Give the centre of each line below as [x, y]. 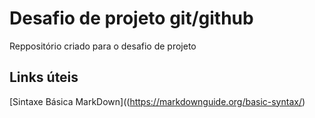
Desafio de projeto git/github [131, 18]
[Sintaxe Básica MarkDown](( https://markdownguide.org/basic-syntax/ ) [157, 101]
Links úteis [44, 77]
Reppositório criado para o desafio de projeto [103, 46]
